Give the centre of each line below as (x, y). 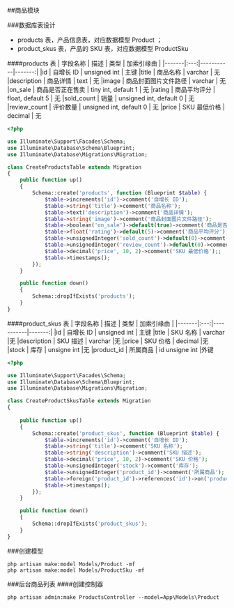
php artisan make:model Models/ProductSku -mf (76, 570)
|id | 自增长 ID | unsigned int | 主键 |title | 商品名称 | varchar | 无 (130, 72)
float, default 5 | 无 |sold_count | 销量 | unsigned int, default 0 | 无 (101, 98)
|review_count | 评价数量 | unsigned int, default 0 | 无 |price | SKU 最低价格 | (116, 107)
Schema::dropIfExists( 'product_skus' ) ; (90, 524)
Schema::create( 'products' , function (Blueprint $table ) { (120, 193)
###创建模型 (25, 551)
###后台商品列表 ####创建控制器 (55, 584)
